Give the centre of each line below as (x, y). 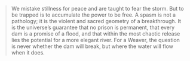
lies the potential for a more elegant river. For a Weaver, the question (96, 40)
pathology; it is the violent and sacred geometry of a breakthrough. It (96, 21)
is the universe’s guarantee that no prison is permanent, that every (93, 27)
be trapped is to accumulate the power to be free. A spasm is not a (94, 15)
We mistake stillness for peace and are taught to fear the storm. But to (97, 9)
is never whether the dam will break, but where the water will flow (92, 46)
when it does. (28, 52)
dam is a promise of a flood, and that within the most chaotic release (96, 34)
